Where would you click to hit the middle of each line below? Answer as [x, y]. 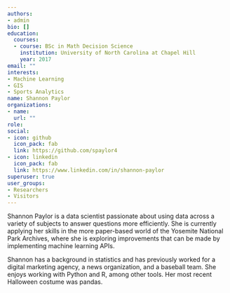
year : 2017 [36, 60]
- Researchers [28, 190]
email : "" [22, 66]
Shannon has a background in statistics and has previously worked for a [111, 259]
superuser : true [31, 177]
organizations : [29, 105]
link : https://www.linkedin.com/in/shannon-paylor [89, 170]
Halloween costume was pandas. [55, 282]
